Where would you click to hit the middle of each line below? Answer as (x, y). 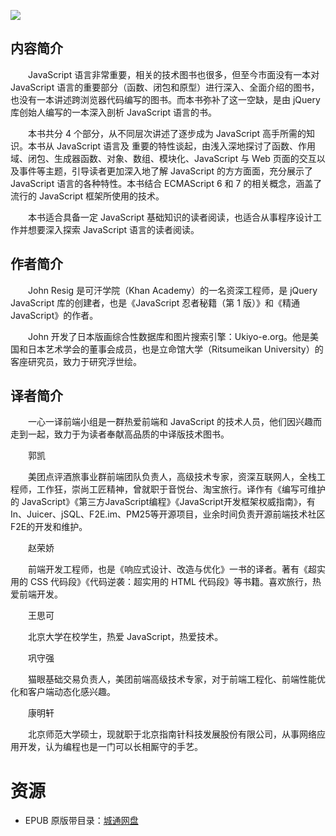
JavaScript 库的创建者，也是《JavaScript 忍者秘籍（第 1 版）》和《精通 (155, 302)
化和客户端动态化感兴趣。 (63, 692)
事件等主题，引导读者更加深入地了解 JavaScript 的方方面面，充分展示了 (166, 171)
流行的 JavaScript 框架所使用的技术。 (87, 196)
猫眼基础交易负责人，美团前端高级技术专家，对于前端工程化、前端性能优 (176, 679)
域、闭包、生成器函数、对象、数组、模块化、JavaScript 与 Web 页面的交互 (163, 158)
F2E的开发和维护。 (49, 527)
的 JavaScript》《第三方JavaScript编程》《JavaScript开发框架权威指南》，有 (163, 502)
